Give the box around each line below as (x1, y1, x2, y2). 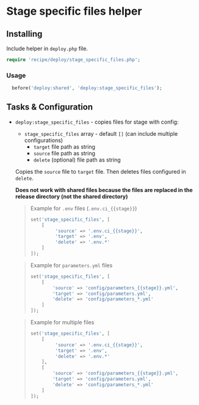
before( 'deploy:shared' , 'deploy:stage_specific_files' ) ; (12, 85, 163, 91)
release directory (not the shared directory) (15, 193, 128, 200)
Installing (6, 29, 43, 39)
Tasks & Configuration (6, 102, 93, 113)
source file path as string (33, 149, 96, 157)
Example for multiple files (30, 319, 95, 326)
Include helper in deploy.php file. (6, 45, 89, 52)
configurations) (24, 136, 63, 144)
